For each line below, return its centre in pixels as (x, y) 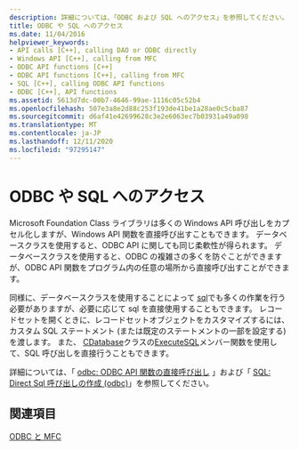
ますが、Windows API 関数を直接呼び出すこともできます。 (147, 234)
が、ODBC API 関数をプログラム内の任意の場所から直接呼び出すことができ (145, 267)
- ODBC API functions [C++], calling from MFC (97, 76)
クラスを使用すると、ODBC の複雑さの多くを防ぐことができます (165, 256)
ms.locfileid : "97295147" (57, 149)
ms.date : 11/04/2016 (48, 34)
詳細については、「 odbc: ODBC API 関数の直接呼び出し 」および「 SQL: (140, 372)
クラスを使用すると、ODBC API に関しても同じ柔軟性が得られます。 (149, 245)
